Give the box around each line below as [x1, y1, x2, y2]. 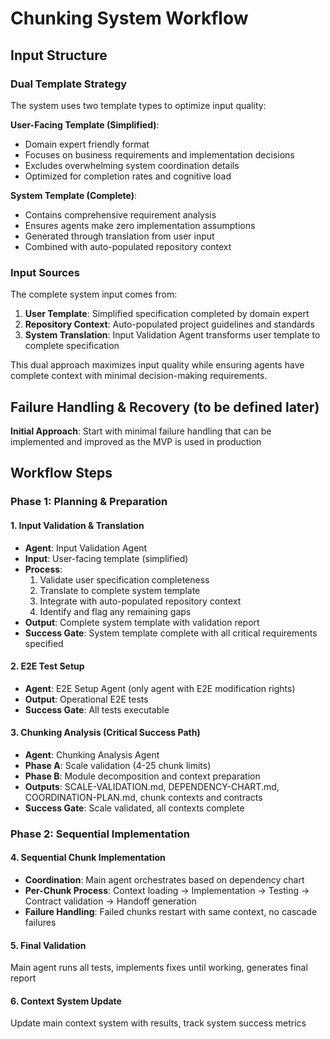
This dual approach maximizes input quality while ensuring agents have [10, 359, 305, 371]
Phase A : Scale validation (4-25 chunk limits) [24, 759, 212, 771]
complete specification [24, 340, 120, 352]
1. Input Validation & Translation [10, 519, 145, 531]
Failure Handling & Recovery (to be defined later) [10, 398, 320, 416]
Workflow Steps [10, 465, 113, 482]
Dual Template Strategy [10, 77, 128, 91]
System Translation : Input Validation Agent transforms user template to [24, 329, 321, 341]
